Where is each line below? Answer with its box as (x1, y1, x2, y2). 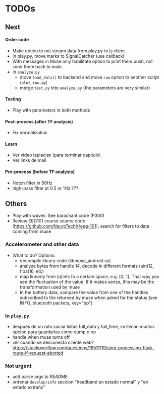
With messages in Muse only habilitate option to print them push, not (12, 58, 153, 64)
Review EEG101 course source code (12, 218, 86, 224)
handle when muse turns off (12, 334, 70, 340)
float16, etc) (19, 268, 44, 274)
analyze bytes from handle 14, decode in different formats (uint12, (19, 263, 154, 269)
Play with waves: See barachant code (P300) (12, 212, 105, 219)
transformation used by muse (19, 284, 80, 290)
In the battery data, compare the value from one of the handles (19, 289, 149, 295)
